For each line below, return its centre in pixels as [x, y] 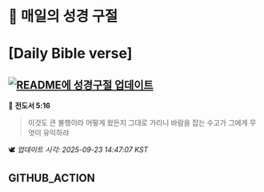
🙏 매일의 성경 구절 [63, 16]
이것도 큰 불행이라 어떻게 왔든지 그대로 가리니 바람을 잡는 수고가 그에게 [138, 123]
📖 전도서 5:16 [29, 106]
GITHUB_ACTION [52, 178]
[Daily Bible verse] [70, 54]
